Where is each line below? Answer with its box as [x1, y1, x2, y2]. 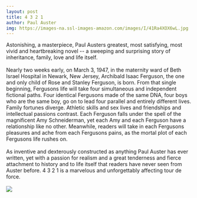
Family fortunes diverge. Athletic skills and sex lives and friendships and [6, 104, 182, 111]
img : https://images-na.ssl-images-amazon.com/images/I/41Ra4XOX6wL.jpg [6, 25, 189, 31]
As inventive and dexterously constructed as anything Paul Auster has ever [6, 148, 189, 155]
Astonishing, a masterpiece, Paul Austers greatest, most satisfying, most [6, 41, 183, 48]
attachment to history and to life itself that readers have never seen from [6, 161, 182, 168]
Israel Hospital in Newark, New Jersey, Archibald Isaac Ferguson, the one [6, 73, 185, 80]
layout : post [6, 8, 38, 15]
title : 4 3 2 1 [6, 14, 44, 20]
